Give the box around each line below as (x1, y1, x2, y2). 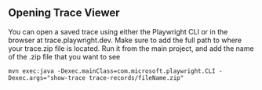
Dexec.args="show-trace (8, 74, 86, 81)
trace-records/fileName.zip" (89, 74, 184, 81)
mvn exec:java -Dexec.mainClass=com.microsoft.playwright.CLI (8, 67, 216, 75)
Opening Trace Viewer (8, 6, 120, 20)
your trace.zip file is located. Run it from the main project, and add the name (8, 43, 254, 53)
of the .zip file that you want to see (8, 52, 121, 61)
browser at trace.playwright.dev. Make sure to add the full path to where (8, 35, 242, 45)
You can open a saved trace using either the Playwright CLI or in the (8, 27, 228, 36)
